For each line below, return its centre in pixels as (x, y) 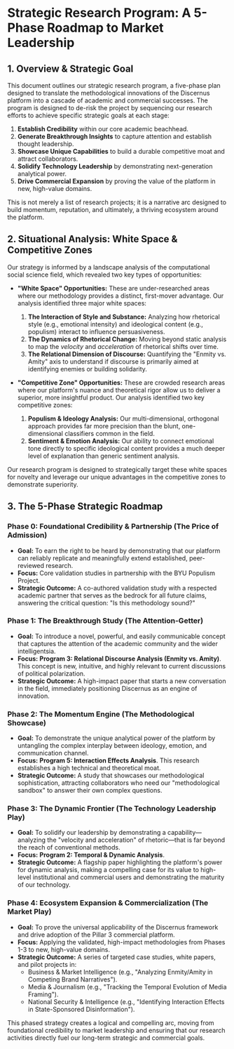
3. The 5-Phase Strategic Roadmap (85, 507)
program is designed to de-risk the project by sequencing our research (110, 108)
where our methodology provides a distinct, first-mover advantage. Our (121, 296)
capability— (184, 833)
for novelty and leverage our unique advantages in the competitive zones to (117, 477)
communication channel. (53, 753)
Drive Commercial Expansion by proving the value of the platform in (116, 181)
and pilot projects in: (47, 964)
